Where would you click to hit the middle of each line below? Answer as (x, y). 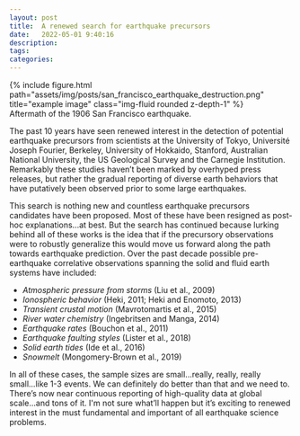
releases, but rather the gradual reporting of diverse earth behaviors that (144, 179)
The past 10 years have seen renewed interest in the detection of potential (146, 131)
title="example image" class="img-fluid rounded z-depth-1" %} (127, 104)
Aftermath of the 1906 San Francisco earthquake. (100, 114)
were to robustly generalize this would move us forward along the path (140, 244)
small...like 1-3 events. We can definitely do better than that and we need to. (150, 384)
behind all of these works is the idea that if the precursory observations (141, 234)
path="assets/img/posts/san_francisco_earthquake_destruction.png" (137, 94)
